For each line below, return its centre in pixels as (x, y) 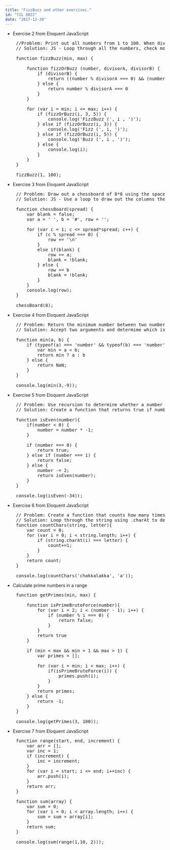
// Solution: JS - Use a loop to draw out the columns (86, 199)
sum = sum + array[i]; (65, 817)
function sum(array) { (44, 802)
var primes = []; (59, 656)
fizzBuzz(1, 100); (39, 175)
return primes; (56, 691)
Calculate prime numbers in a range (50, 585)
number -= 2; (53, 471)
